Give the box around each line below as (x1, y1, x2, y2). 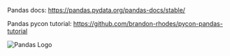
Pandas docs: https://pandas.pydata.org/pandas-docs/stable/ (7, 6, 185, 14)
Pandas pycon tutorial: (7, 20, 72, 27)
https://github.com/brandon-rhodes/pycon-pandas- (73, 20, 224, 27)
